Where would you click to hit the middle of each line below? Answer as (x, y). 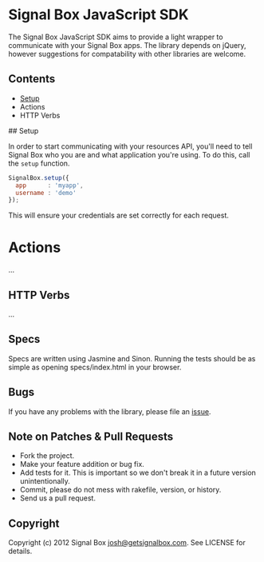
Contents (32, 79)
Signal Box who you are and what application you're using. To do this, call (129, 154)
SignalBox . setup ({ (39, 177)
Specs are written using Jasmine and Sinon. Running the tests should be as (132, 358)
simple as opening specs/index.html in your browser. (95, 367)
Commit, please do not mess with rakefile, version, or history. (120, 490)
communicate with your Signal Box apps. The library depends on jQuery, (127, 45)
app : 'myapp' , (49, 185)
